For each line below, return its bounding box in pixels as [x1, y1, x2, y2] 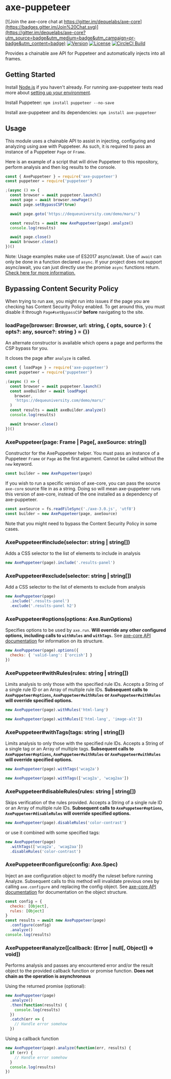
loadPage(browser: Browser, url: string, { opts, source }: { [5, 321, 152, 329]
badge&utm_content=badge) [5, 40, 66, 46]
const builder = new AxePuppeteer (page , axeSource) [5, 511, 117, 516]
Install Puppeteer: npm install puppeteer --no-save [5, 99, 115, 105]
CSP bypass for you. [5, 345, 48, 352]
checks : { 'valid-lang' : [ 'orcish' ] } [10, 652, 93, 658]
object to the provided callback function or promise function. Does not [5, 968, 154, 974]
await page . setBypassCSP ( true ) [10, 202, 77, 207]
